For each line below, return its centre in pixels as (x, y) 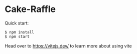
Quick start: (17, 23)
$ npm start (17, 36)
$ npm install (20, 32)
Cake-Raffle (30, 9)
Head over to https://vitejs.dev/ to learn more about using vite (68, 45)
